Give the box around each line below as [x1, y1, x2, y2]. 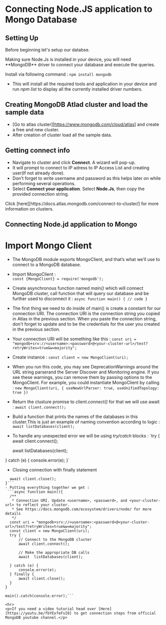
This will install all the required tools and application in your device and [12, 81, 157, 87]
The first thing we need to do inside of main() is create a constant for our [12, 305, 161, 311]
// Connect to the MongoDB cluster [18, 537, 92, 542]
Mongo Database [5, 14, 77, 25]
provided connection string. [12, 191, 69, 197]
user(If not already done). [12, 170, 65, 176]
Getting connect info [5, 146, 70, 155]
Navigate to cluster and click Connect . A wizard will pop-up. [12, 159, 136, 165]
